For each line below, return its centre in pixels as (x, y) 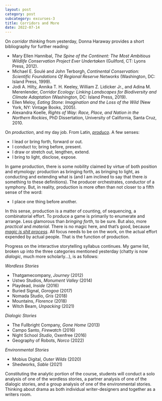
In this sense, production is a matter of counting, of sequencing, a (71, 211)
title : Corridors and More (32, 23)
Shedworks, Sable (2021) (37, 365)
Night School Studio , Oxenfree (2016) (49, 336)
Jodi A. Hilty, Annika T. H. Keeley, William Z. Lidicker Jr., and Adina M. (81, 87)
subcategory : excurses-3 (30, 18)
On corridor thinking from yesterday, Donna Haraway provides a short (74, 41)
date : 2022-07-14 (22, 28)
